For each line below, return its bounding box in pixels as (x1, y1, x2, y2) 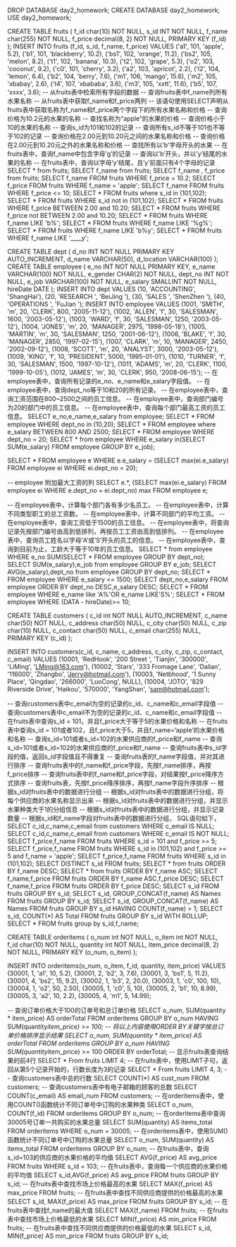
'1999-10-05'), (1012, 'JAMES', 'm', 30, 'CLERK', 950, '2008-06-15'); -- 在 (7, 368, 218, 376)
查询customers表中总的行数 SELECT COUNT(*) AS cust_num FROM (11, 1074, 210, 1082)
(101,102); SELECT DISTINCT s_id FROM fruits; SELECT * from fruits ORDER (7, 859, 226, 868)
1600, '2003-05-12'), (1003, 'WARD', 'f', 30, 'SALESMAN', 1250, (7, 315, 190, 323)
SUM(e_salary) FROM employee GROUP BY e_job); (7, 443, 155, 450)
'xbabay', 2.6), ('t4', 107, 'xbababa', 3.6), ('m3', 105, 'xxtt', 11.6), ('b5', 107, (7, 80, 218, 87)
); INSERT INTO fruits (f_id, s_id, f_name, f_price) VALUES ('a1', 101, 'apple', (7, 42, 224, 50)
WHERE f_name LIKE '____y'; (7, 234, 89, 242)
